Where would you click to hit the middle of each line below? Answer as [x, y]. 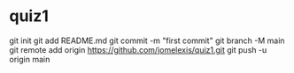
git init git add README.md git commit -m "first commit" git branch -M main [147, 40]
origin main [30, 59]
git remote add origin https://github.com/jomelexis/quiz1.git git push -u [138, 49]
